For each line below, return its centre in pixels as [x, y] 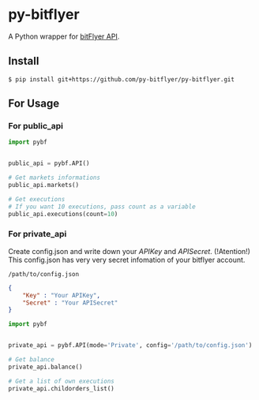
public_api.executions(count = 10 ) [63, 214]
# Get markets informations [54, 178]
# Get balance [32, 360]
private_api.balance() [45, 367]
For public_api [36, 126]
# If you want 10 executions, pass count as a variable [102, 207]
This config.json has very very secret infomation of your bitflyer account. [127, 260]
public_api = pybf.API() [49, 163]
